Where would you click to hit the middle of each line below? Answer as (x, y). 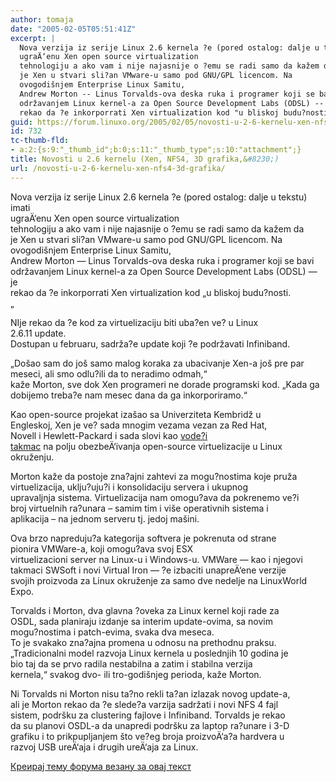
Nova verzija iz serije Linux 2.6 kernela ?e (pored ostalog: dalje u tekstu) (159, 197)
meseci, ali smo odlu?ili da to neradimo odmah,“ (109, 373)
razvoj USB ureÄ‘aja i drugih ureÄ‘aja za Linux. (104, 747)
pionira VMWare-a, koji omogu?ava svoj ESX (102, 548)
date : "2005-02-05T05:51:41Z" (73, 29)
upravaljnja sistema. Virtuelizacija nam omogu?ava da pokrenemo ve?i (155, 497)
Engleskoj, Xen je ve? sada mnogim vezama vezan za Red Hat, (139, 425)
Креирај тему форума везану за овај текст (101, 766)
